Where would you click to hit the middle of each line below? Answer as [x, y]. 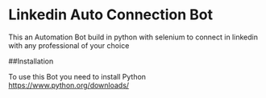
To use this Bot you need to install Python [77, 76]
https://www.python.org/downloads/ [69, 85]
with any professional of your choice [69, 45]
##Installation [31, 61]
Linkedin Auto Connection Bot [111, 15]
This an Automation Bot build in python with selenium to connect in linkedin [133, 37]
